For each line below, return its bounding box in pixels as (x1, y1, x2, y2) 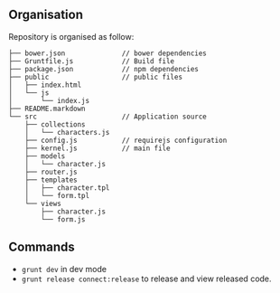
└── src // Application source (8, 112, 207, 121)
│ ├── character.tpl (24, 183, 110, 193)
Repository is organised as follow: (8, 31, 135, 42)
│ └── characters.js (24, 128, 110, 137)
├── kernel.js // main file (24, 144, 171, 153)
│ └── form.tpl (24, 191, 90, 200)
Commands (8, 240, 76, 255)
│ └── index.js (8, 96, 90, 105)
